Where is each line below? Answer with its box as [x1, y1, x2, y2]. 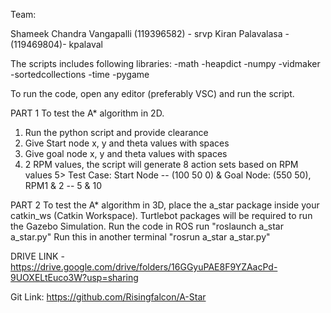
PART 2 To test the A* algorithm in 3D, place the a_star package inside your [10, 199, 320, 211]
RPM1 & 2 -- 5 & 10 [24, 180, 102, 191]
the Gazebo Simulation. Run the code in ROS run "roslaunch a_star [10, 220, 284, 232]
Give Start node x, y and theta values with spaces [24, 137, 230, 149]
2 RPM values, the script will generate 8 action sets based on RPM [24, 159, 299, 170]
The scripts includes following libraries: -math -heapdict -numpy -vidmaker [10, 58, 321, 69]
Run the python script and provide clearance [24, 127, 209, 138]
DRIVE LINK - [10, 250, 65, 262]
